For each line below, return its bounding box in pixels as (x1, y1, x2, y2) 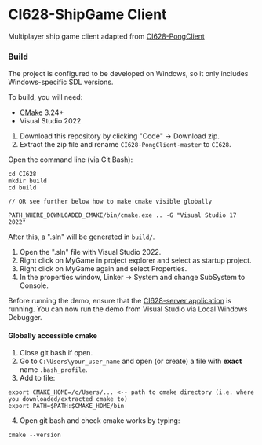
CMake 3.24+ (19, 108, 64, 117)
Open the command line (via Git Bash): (8, 155, 133, 164)
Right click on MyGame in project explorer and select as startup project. (19, 256, 253, 265)
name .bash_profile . (19, 365, 88, 374)
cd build (8, 184, 37, 192)
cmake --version (8, 431, 61, 439)
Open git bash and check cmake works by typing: (19, 416, 180, 425)
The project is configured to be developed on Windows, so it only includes (8, 69, 249, 79)
